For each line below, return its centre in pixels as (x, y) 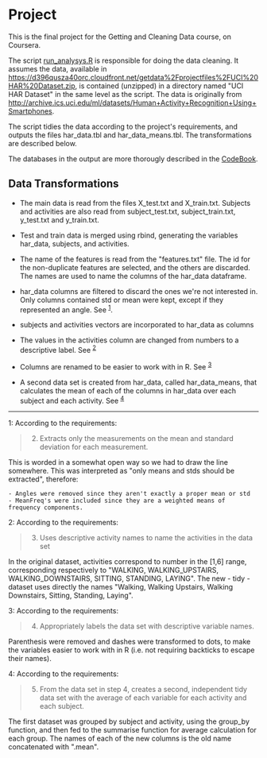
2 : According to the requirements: (64, 523)
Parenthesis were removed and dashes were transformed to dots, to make (130, 642)
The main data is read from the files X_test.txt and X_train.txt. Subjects (135, 203)
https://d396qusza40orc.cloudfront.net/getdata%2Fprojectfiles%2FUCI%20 (133, 77)
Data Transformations (64, 184)
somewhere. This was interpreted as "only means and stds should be (122, 471)
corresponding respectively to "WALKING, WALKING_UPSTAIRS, (113, 570)
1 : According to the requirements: (63, 423)
